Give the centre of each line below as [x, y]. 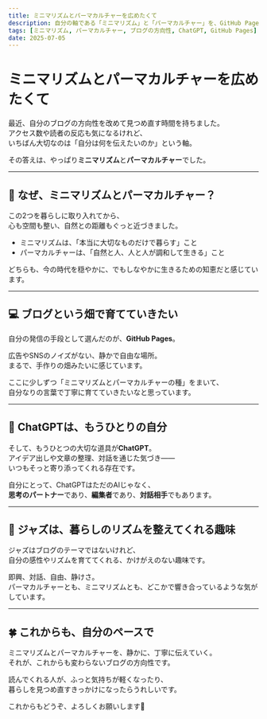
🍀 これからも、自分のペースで [81, 632]
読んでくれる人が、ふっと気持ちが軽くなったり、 [88, 680]
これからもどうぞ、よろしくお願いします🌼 [77, 706]
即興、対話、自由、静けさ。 [54, 577]
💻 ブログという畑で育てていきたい [93, 314]
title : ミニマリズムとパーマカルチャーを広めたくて [83, 16]
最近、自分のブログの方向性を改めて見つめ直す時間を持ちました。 [116, 123]
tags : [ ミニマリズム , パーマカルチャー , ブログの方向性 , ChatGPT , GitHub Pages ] [133, 30]
